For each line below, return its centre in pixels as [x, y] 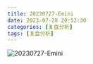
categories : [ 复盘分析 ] [40, 27]
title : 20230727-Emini [41, 14]
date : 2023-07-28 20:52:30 [47, 20]
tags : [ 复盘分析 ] [31, 33]
